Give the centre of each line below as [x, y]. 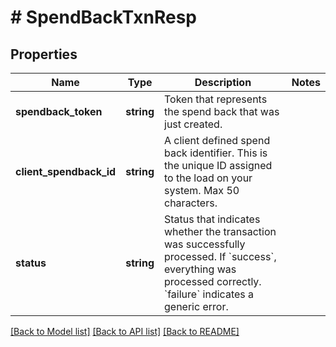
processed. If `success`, [220, 256]
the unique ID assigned [218, 165]
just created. [193, 124]
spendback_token [59, 111]
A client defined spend [217, 140]
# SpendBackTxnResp [103, 17]
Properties [44, 54]
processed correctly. [213, 281]
